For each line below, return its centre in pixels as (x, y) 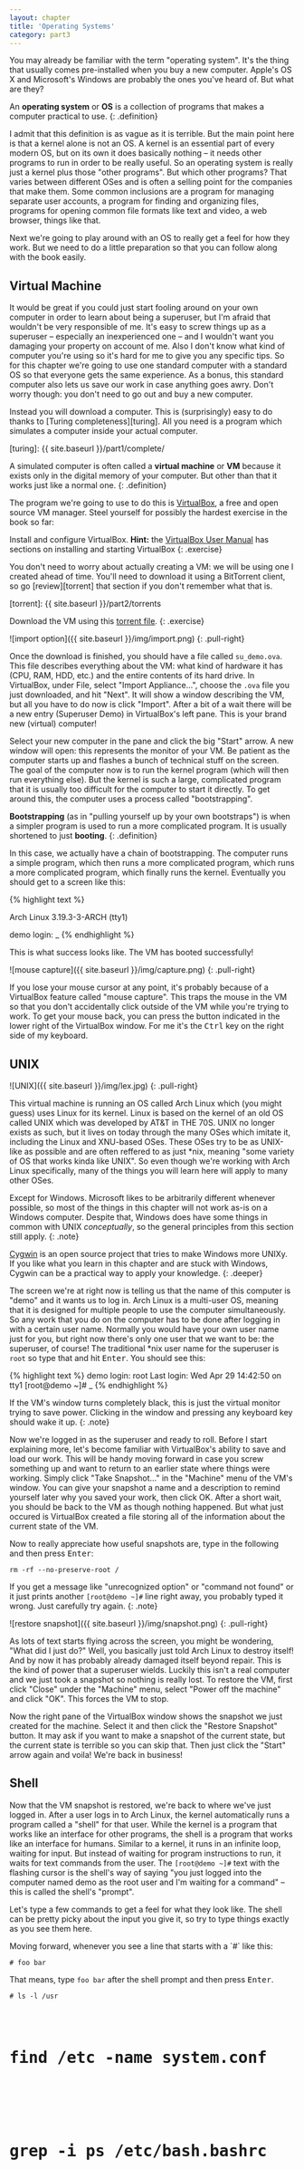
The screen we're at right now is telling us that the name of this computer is (150, 1291)
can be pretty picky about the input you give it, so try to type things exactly (149, 1919)
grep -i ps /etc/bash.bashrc (138, 2151)
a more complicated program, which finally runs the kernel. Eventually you (148, 873)
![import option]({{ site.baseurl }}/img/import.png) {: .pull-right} (127, 638)
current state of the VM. (54, 1526)
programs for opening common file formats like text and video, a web (138, 211)
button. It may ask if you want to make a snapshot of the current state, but (147, 1736)
